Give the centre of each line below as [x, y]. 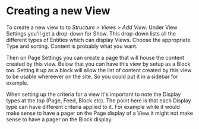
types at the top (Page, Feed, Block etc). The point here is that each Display [99, 100]
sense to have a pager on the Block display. [59, 119]
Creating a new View [58, 11]
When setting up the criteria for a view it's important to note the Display [94, 94]
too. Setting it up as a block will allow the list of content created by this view [99, 70]
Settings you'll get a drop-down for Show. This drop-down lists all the [91, 33]
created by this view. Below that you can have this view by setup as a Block [98, 64]
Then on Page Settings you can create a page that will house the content [95, 57]
